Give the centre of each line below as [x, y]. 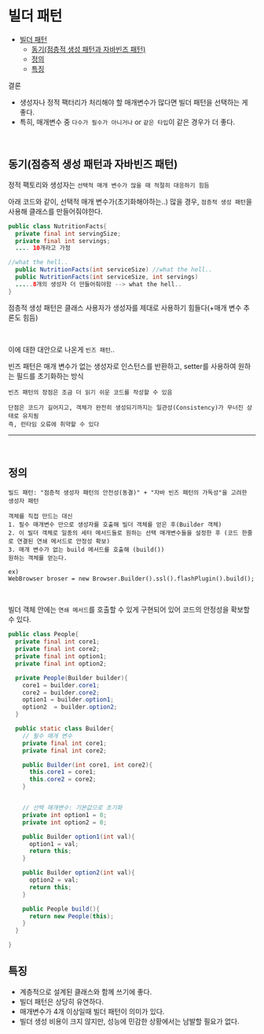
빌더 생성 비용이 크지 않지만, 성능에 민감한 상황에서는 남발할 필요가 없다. [129, 1021]
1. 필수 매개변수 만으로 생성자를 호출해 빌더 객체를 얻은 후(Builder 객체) [115, 525]
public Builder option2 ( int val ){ [79, 873]
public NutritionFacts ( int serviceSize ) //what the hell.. [114, 270]
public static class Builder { [64, 729]
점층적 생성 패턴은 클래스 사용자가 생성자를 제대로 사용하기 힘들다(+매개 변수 [125, 307]
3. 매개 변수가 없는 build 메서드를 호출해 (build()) [86, 550]
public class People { [44, 635]
